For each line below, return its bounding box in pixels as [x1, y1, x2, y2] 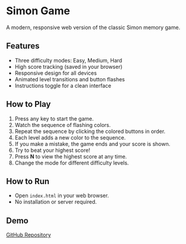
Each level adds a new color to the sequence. [14, 134, 126, 141]
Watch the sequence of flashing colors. [14, 121, 111, 128]
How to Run [6, 176, 50, 186]
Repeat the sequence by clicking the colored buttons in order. [14, 128, 166, 135]
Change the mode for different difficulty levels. [14, 159, 129, 166]
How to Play [6, 99, 52, 109]
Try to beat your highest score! [14, 147, 91, 154]
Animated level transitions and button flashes [14, 75, 126, 83]
